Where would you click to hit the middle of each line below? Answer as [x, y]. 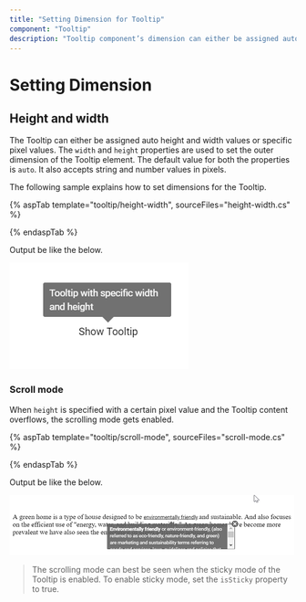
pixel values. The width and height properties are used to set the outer [142, 150]
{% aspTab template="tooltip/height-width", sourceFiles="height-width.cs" [150, 205]
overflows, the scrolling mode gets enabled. [92, 419]
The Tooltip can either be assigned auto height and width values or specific [151, 141]
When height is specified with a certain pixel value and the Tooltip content [149, 409]
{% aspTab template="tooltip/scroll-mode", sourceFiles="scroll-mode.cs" [147, 437]
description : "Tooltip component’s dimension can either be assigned [144, 38]
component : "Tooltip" [51, 29]
